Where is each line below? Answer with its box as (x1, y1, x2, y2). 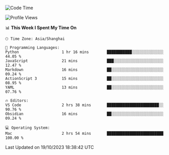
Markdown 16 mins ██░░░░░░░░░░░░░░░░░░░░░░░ (5, 67, 164, 72)
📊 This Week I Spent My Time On (5, 25, 77, 30)
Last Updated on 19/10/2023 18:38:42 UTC (5, 144, 94, 150)
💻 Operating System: (5, 125, 50, 130)
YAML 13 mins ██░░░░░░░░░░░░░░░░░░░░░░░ (5, 85, 164, 90)
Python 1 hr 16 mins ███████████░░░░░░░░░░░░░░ (5, 49, 164, 55)
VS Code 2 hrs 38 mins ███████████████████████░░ (5, 102, 164, 108)
